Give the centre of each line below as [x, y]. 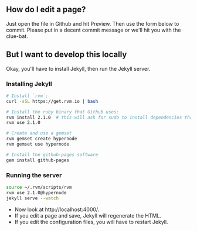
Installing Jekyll [29, 84]
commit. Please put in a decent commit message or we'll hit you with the [94, 30]
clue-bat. [17, 36]
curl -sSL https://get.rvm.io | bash [52, 101]
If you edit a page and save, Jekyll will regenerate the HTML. [88, 215]
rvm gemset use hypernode [38, 144]
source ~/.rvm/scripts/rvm [39, 187]
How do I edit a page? [46, 10]
